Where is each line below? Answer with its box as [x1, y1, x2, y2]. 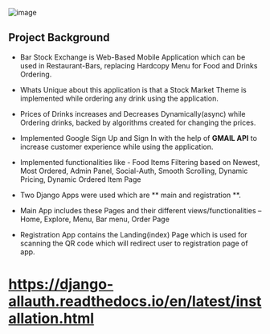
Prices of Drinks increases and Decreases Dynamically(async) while [19, 109, 246, 118]
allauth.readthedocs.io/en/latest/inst [8, 292, 262, 310]
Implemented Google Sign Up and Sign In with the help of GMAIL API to [19, 133, 257, 142]
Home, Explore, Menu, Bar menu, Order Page [19, 214, 170, 224]
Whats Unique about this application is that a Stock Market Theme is [19, 85, 247, 94]
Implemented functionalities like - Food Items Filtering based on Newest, [19, 157, 260, 167]
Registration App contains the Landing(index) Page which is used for [19, 229, 247, 239]
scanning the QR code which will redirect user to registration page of [19, 238, 248, 248]
